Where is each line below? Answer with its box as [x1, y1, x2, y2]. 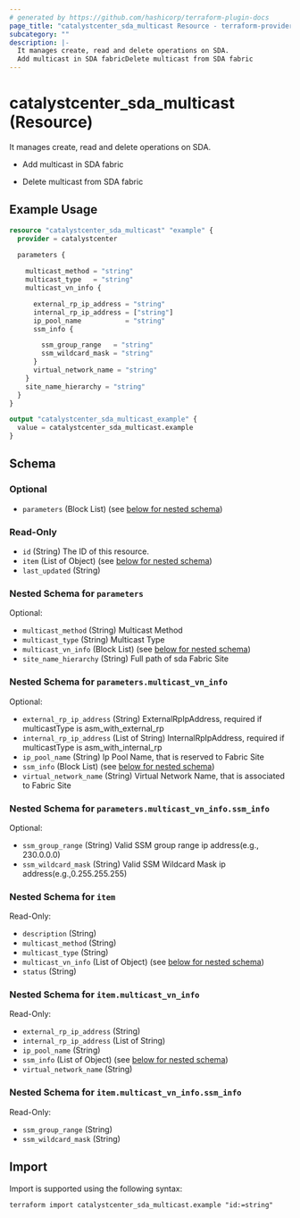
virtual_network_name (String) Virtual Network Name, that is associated [21, 770, 286, 781]
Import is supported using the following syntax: [9, 1183, 183, 1194]
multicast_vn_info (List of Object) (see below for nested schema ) [21, 957, 265, 968]
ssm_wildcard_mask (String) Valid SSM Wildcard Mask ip [21, 859, 226, 869]
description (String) [21, 928, 96, 939]
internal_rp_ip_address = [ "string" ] [32, 307, 174, 317]
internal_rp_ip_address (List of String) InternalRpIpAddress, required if [21, 732, 285, 743]
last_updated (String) [21, 565, 101, 575]
